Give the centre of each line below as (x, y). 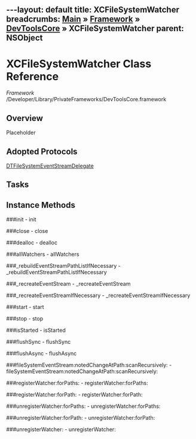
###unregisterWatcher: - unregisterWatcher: (61, 429)
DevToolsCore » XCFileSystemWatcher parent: (95, 28)
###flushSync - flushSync (39, 342)
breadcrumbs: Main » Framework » (73, 19)
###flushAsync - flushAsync (42, 353)
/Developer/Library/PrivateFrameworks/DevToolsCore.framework (86, 99)
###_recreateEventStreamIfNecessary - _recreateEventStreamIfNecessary (98, 295)
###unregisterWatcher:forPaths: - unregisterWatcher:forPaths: (83, 406)
